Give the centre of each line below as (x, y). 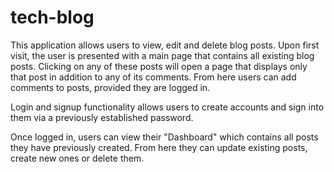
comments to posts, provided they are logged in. (110, 87)
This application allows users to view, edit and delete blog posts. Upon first (165, 45)
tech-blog (52, 17)
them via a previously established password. (102, 117)
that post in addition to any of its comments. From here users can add (153, 77)
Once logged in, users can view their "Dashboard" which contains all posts (164, 137)
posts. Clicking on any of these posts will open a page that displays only (159, 66)
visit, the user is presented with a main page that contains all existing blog (162, 55)
